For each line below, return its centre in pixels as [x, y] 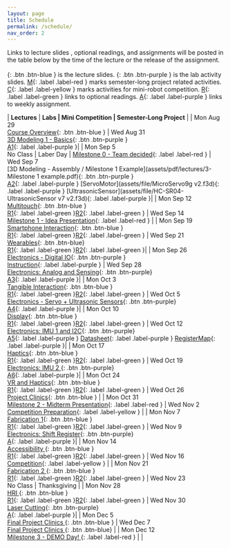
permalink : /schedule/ [40, 26]
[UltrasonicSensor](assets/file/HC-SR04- [125, 191]
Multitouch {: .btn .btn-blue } [47, 206]
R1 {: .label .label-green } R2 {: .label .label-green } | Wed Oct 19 [95, 360]
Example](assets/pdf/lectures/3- [165, 169]
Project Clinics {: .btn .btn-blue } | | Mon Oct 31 [73, 397]
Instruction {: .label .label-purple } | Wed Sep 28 [74, 265]
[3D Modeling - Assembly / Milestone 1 [63, 169]
